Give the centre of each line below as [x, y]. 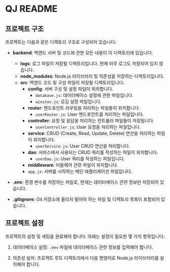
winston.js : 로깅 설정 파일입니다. [68, 101]
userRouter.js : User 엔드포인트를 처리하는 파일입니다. [90, 114]
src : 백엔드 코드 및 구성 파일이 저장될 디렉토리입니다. [72, 82]
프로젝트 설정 [25, 223]
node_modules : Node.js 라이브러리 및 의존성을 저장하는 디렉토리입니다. [92, 76]
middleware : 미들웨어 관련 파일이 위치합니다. [73, 165]
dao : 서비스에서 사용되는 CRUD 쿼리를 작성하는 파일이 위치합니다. [93, 152]
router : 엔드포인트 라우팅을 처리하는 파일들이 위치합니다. [84, 108]
